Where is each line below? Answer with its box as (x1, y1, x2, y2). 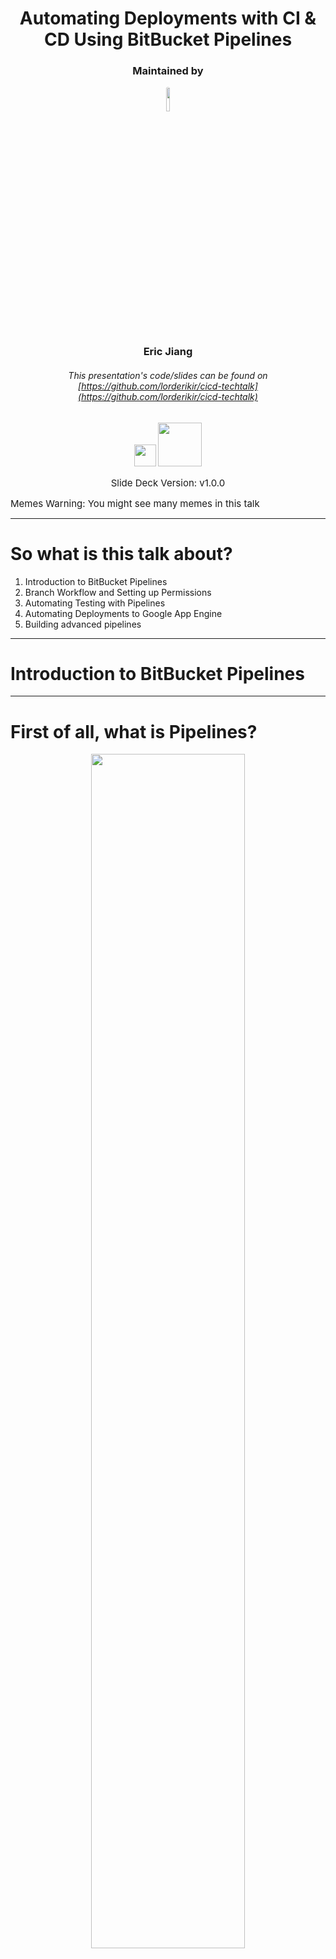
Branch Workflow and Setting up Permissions (24, 586, 212, 598)
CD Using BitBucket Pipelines (43, 28, 293, 51)
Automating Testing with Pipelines (24, 597, 166, 609)
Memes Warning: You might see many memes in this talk (10, 497, 260, 510)
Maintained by (132, 64, 204, 78)
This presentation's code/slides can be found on (68, 370, 268, 381)
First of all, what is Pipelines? (10, 720, 258, 743)
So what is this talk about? (10, 542, 233, 565)
